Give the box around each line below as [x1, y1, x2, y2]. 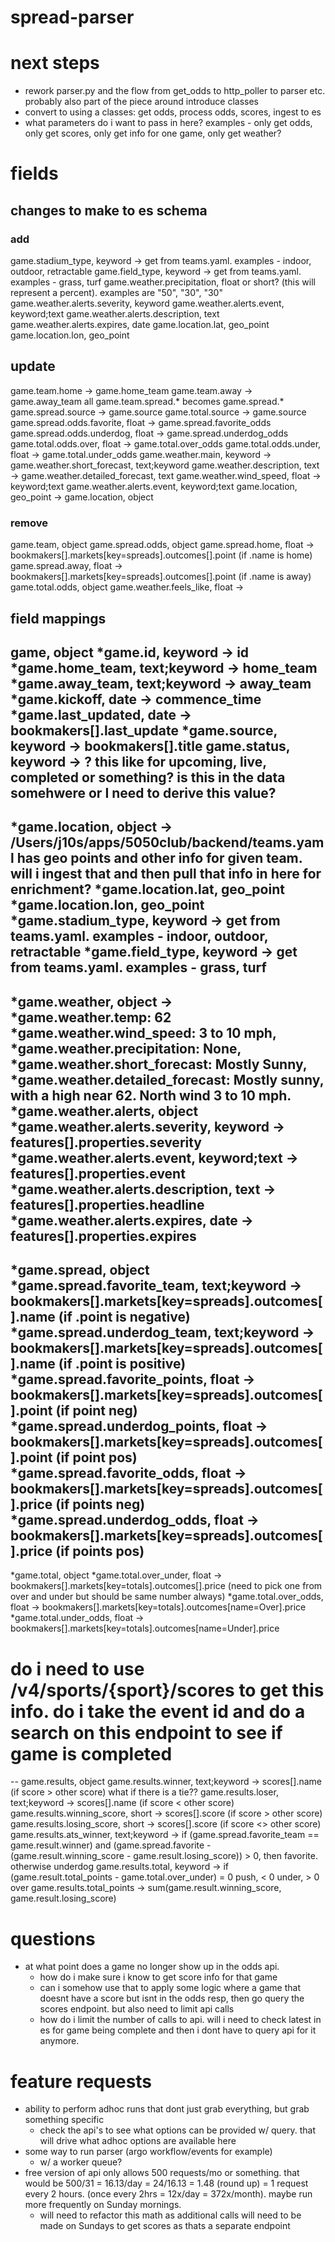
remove [10, 516, 48, 530]
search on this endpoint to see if [10, 1721, 283, 1744]
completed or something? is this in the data [10, 769, 286, 786]
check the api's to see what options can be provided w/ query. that [39, 2124, 317, 2136]
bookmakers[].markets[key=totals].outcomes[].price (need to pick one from [10, 1580, 323, 1592]
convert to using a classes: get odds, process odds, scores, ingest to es [24, 106, 322, 118]
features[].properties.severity [10, 1134, 203, 1151]
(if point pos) [55, 1449, 138, 1466]
